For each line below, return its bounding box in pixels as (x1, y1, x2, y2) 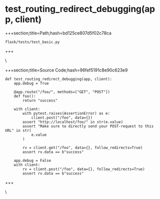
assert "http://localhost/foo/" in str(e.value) (22, 119, 123, 124)
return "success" (22, 98, 58, 103)
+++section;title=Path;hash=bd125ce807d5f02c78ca (5, 30, 112, 36)
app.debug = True (14, 81, 49, 86)
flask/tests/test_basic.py (5, 39, 60, 45)
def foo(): (14, 94, 36, 99)
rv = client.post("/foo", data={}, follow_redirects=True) (22, 167, 145, 172)
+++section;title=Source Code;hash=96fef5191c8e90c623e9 (5, 67, 128, 73)
